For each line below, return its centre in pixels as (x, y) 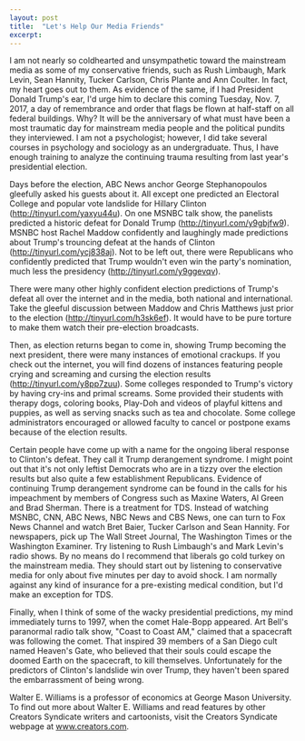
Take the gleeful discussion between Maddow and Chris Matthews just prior (152, 308)
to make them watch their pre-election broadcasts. (104, 327)
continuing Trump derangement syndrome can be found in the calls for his (148, 488)
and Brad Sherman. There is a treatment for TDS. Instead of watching (139, 508)
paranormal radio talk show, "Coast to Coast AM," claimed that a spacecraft (151, 632)
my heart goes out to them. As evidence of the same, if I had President (142, 90)
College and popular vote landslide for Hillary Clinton (108, 204)
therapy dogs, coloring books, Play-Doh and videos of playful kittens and (146, 403)
